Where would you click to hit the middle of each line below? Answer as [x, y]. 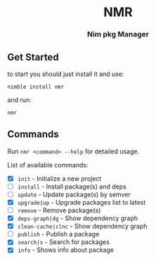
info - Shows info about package [66, 250]
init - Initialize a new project [59, 178]
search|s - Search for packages [64, 242]
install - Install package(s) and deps [72, 186]
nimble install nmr [36, 87]
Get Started [33, 57]
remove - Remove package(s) [59, 210]
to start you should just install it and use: [66, 74]
